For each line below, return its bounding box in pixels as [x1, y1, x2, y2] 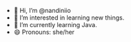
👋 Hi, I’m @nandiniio [13, 7, 71, 14]
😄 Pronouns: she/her [13, 28, 74, 36]
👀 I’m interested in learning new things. [13, 14, 125, 22]
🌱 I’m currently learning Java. [13, 21, 98, 28]
